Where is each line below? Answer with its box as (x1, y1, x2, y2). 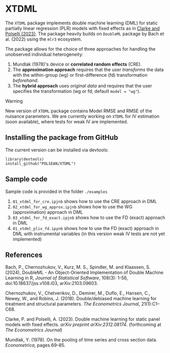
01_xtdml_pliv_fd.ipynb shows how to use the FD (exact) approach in (12, 225, 159, 231)
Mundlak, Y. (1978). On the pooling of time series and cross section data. (5, 337, 157, 343)
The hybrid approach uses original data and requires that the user (12, 82, 152, 89)
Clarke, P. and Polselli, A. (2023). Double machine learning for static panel (5, 316, 160, 323)
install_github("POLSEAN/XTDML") (5, 161, 76, 166)
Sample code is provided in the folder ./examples (5, 188, 108, 195)
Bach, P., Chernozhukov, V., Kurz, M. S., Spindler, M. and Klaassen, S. (5, 264, 151, 270)
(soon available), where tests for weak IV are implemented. (5, 118, 128, 124)
